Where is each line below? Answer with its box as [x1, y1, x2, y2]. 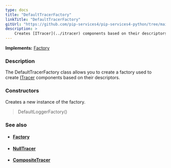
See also [5, 121, 27, 128]
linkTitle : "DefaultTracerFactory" [5, 17, 81, 22]
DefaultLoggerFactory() [17, 109, 68, 115]
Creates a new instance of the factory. [5, 98, 85, 105]
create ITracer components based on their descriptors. [5, 75, 121, 81]
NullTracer [12, 145, 36, 151]
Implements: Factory [5, 45, 50, 51]
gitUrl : [5, 21, 22, 27]
